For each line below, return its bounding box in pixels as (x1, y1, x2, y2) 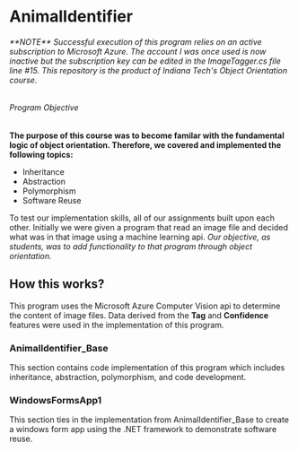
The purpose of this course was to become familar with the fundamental (9, 130, 285, 141)
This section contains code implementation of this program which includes (9, 362, 285, 373)
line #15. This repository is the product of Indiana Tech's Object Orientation (9, 65, 288, 75)
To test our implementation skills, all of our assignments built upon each (9, 212, 276, 223)
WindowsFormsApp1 (9, 395, 102, 407)
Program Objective (9, 102, 79, 113)
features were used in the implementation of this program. (9, 319, 224, 330)
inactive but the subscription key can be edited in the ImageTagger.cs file (9, 56, 281, 66)
